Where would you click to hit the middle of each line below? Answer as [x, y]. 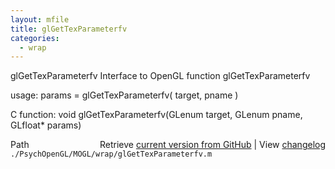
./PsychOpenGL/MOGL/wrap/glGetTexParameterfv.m [111, 154]
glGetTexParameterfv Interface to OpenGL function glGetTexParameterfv [160, 76]
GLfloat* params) [46, 125]
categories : [35, 38]
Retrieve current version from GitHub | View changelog [212, 145]
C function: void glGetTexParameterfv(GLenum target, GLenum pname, [156, 115]
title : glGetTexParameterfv [69, 29]
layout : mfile [40, 19]
